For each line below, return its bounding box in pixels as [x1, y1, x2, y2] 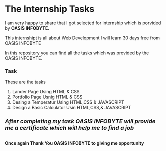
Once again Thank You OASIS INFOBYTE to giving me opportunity [5, 140, 144, 146]
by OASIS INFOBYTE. [5, 25, 50, 31]
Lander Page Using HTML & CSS [12, 89, 80, 95]
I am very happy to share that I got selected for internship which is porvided [5, 20, 161, 26]
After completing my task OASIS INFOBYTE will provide [5, 118, 156, 125]
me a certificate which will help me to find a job [5, 124, 134, 132]
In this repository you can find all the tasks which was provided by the [5, 50, 149, 56]
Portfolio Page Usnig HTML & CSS [12, 94, 83, 100]
